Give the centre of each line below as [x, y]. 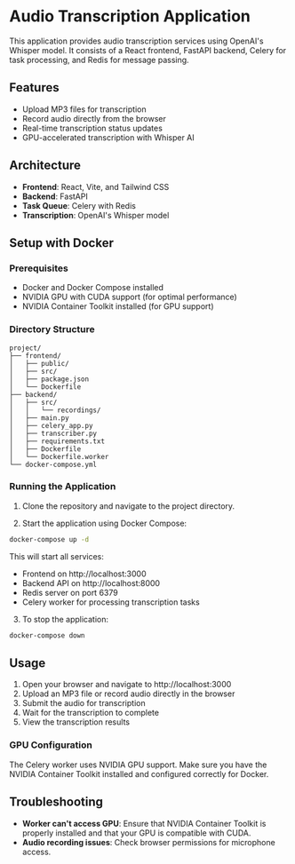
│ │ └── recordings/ [55, 410]
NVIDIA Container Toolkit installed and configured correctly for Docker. [139, 773]
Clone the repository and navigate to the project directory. [128, 506]
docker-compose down [48, 635]
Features [34, 87]
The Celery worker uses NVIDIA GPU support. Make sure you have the [138, 765]
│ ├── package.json [49, 379]
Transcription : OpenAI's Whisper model [96, 215]
